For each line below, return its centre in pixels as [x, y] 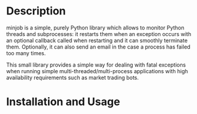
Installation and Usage [63, 102]
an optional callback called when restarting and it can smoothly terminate [97, 40]
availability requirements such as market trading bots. [73, 77]
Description [36, 11]
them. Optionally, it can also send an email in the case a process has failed [98, 47]
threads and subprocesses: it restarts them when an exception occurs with [99, 34]
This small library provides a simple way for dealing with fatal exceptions [96, 65]
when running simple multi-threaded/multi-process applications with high [97, 71]
